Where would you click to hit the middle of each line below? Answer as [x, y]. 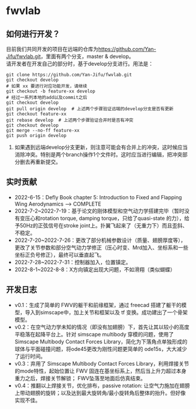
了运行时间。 [30, 356]
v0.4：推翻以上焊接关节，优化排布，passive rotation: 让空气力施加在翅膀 [102, 386]
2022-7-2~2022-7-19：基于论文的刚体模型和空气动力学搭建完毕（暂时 [99, 211]
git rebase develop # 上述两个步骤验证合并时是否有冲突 [70, 120]
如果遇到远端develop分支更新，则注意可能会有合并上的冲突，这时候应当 [101, 147]
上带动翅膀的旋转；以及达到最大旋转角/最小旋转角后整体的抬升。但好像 [100, 393]
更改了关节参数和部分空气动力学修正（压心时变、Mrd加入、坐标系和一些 [102, 247]
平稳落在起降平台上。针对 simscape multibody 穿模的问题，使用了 [94, 334]
